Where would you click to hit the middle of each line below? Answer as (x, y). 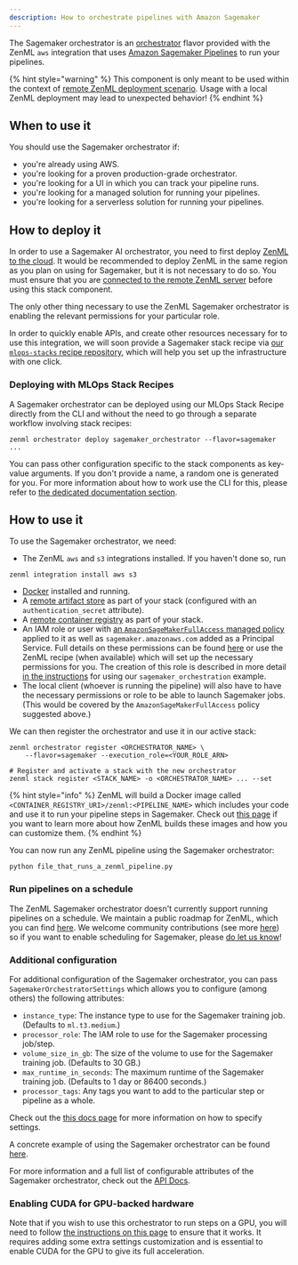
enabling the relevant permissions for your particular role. (115, 316)
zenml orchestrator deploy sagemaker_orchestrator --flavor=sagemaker (143, 439)
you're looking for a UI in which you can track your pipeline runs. (141, 183)
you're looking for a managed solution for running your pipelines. (141, 193)
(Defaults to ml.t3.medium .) (71, 1025)
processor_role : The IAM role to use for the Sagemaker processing (145, 1034)
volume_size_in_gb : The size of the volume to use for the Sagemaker (148, 1053)
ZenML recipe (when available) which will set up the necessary (137, 657)
